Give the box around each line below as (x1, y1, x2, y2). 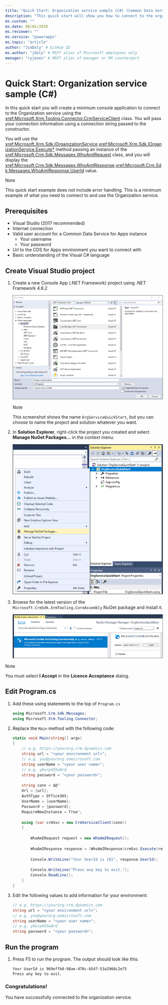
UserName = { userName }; (21, 799, 71, 804)
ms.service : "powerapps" (5, 35, 57, 40)
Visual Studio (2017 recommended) (12, 220, 85, 226)
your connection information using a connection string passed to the (5, 121, 146, 127)
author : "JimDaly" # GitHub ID (5, 45, 70, 50)
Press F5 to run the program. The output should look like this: (12, 956, 139, 962)
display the (5, 157, 28, 163)
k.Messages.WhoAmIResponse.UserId (5, 168, 84, 174)
